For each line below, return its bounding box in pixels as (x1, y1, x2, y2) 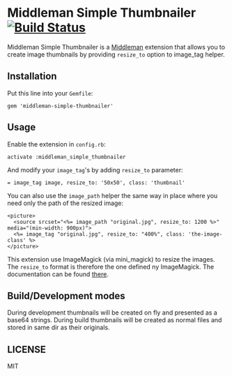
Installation (7, 70, 57, 82)
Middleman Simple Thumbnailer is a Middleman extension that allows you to (7, 43, 225, 51)
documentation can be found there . (7, 270, 109, 278)
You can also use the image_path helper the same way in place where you (7, 191, 218, 200)
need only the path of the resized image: (7, 199, 124, 207)
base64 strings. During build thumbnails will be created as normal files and (7, 316, 222, 324)
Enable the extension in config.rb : (7, 140, 106, 148)
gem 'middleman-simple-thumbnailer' (7, 103, 114, 110)
